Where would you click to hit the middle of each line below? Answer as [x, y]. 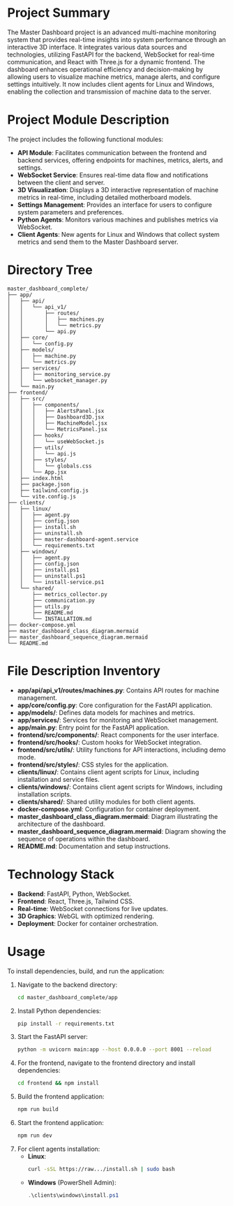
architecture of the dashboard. [61, 824]
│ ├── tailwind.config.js [48, 491]
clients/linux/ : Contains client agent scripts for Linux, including [108, 772]
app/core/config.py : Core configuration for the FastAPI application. [115, 705]
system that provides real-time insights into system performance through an [116, 39]
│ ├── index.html [36, 478]
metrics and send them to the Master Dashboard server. [98, 242]
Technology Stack [61, 874]
